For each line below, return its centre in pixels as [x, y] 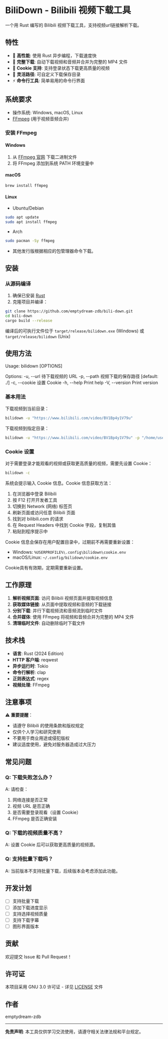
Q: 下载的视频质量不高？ [34, 833]
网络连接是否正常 [30, 800]
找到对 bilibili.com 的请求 [38, 519]
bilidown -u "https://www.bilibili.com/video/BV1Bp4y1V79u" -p [72, 438]
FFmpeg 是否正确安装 [35, 819]
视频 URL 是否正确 [31, 806]
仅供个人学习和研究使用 [36, 732]
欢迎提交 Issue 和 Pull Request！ [38, 957]
